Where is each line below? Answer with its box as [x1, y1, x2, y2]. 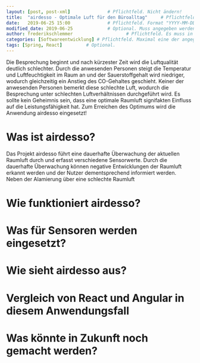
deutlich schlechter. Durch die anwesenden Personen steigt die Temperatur [6, 65, 192, 72]
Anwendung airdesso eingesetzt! [6, 109, 87, 117]
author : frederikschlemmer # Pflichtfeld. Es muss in [6, 31, 193, 37]
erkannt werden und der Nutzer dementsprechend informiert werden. [6, 169, 177, 176]
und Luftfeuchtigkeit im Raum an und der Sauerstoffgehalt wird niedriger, [6, 71, 185, 78]
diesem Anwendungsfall [6, 304, 130, 318]
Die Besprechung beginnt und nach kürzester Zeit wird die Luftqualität [6, 58, 179, 66]
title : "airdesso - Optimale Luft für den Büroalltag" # [6, 14, 164, 20]
